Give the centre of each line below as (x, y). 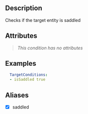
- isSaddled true (28, 80)
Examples (21, 63)
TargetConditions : (29, 75)
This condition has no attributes (50, 48)
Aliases (17, 95)
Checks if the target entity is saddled (43, 20)
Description (24, 8)
